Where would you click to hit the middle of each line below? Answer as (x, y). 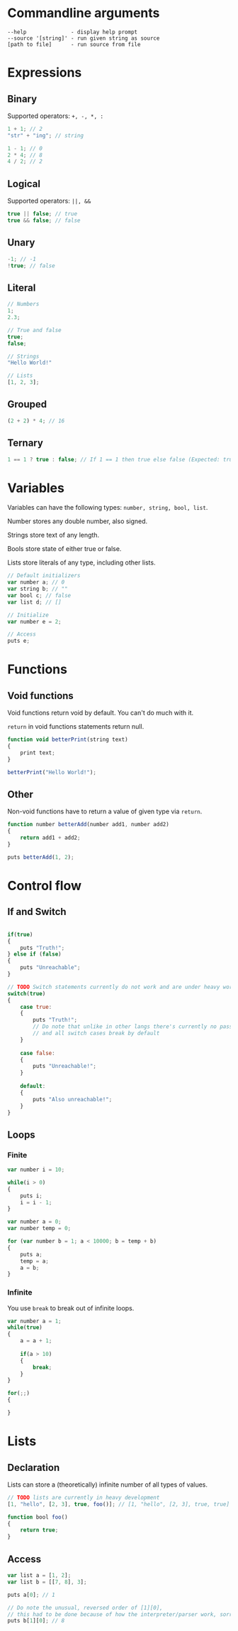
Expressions (45, 73)
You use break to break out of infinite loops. (71, 1308)
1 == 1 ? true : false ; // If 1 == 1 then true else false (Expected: (114, 459)
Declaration (34, 1467)
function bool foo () (38, 1517)
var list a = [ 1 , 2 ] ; (39, 1576)
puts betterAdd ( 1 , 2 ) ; (41, 857)
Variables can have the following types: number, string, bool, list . (108, 508)
